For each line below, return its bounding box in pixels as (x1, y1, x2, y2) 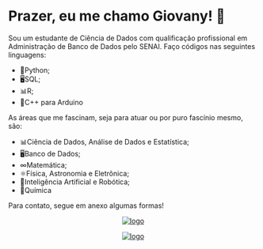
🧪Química (19, 185, 52, 194)
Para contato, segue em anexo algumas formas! (8, 201, 165, 210)
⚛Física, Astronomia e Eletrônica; (19, 168, 129, 178)
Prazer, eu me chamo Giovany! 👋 (8, 7, 226, 25)
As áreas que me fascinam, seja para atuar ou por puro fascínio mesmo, (8, 112, 243, 122)
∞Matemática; (19, 160, 67, 169)
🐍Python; (19, 65, 50, 74)
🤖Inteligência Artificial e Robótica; (19, 177, 131, 187)
